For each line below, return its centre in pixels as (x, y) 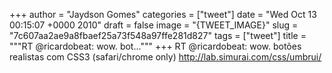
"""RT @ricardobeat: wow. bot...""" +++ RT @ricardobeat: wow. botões (155, 46)
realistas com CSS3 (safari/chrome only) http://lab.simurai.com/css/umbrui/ (165, 57)
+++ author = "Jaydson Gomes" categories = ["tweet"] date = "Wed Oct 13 (163, 14)
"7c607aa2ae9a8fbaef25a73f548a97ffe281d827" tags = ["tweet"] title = (158, 35)
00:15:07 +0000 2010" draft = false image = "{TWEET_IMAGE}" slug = (154, 25)
